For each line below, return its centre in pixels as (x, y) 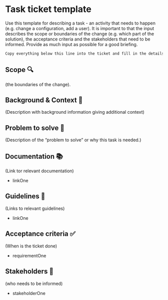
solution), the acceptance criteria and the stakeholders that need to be (78, 39)
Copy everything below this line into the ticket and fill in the (76, 54)
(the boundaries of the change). (38, 84)
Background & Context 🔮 (44, 100)
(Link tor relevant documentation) (39, 171)
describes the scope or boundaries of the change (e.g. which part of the (79, 34)
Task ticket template (48, 9)
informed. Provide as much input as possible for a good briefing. (71, 44)
